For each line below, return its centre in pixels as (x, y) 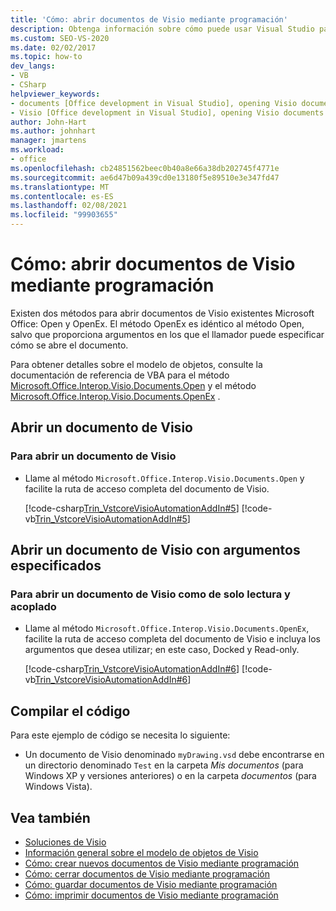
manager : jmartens (48, 141)
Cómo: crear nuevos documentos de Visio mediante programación (162, 863)
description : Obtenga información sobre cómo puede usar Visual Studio (162, 29)
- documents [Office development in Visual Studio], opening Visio (154, 103)
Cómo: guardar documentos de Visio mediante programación (151, 884)
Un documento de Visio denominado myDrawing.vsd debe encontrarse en (174, 755)
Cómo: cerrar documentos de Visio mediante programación (147, 873)
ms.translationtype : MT (60, 187)
